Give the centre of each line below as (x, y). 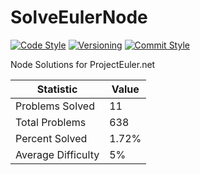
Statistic (57, 89)
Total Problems (51, 122)
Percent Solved (51, 138)
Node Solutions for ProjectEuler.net (83, 64)
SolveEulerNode (79, 17)
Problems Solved (55, 106)
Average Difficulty (57, 154)
